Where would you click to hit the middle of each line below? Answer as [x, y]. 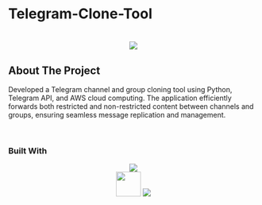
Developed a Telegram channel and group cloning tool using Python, [120, 90]
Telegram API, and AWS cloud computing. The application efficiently [120, 98]
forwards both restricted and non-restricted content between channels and [131, 106]
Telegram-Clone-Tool [81, 14]
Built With [28, 151]
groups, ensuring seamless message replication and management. [117, 115]
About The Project [54, 70]
